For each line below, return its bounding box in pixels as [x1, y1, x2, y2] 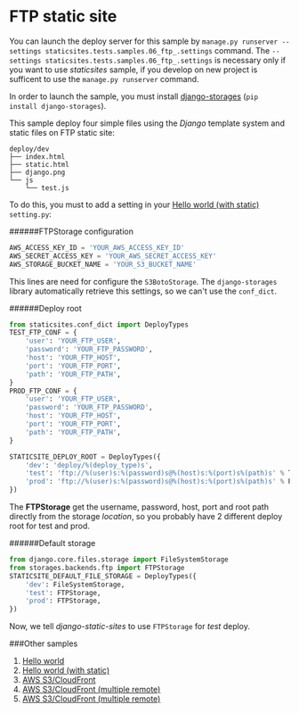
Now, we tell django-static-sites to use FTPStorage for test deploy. [9, 621, 251, 632]
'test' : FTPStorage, [25, 588, 101, 597]
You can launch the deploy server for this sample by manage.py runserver [9, 36, 279, 46]
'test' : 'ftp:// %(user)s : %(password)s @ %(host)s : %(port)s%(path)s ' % [25, 468, 285, 478]
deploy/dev [9, 145, 50, 153]
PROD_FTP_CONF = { [9, 386, 77, 395]
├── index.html [9, 152, 66, 162]
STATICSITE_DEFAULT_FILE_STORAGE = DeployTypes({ [9, 571, 198, 581]
